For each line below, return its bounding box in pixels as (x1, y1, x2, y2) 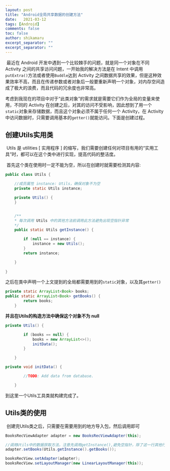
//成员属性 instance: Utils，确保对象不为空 (14, 181, 101, 186)
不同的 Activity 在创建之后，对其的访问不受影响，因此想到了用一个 (14, 102, 152, 108)
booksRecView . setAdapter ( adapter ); (5, 456, 80, 461)
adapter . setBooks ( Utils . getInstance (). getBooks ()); (5, 447, 116, 452)
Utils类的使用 (5, 409, 47, 417)
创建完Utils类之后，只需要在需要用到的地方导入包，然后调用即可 (6, 423, 140, 429)
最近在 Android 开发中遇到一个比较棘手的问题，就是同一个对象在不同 (6, 59, 150, 66)
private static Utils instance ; (14, 186, 82, 191)
